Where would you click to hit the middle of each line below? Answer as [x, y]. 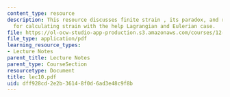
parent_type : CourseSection [47, 64]
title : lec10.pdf [32, 77]
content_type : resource [41, 13]
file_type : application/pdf [47, 39]
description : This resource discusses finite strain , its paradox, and [113, 20]
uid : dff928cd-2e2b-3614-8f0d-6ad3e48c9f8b [70, 83]
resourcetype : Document [41, 70]
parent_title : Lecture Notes [49, 58]
